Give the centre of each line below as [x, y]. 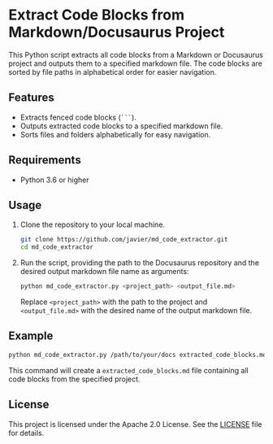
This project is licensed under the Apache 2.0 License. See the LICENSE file [135, 424]
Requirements [45, 160]
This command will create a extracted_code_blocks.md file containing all [129, 370]
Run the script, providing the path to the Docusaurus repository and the [140, 263]
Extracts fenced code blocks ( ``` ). [78, 117]
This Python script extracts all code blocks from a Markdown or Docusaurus [136, 54]
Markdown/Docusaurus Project [117, 32]
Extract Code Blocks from [97, 15]
